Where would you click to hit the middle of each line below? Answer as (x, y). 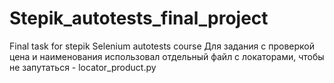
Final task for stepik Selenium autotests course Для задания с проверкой (162, 46)
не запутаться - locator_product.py (83, 67)
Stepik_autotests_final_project (139, 18)
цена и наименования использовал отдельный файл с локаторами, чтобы (167, 56)
